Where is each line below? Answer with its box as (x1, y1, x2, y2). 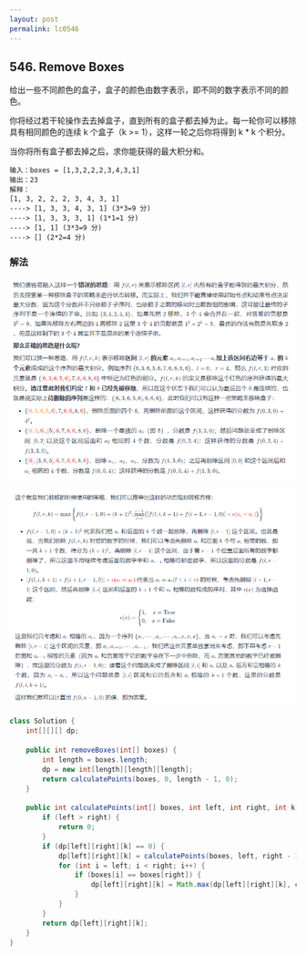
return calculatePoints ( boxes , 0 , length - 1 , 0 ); (42, 775, 239, 784)
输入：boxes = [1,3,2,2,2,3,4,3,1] (9, 166, 140, 175)
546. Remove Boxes (9, 59, 125, 75)
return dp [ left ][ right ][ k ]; (42, 919, 148, 928)
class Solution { (9, 716, 76, 726)
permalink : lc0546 (9, 24, 79, 34)
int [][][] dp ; (25, 726, 79, 735)
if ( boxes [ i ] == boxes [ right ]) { (74, 870, 202, 879)
